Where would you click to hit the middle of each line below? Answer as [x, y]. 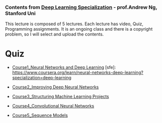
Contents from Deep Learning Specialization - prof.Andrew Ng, [81, 7]
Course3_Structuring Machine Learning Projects [61, 97]
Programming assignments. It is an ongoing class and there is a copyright [79, 29]
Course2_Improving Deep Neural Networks [55, 87]
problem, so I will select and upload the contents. [54, 34]
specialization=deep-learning [42, 78]
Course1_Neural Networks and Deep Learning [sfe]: [64, 68]
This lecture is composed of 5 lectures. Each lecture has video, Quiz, [74, 24]
